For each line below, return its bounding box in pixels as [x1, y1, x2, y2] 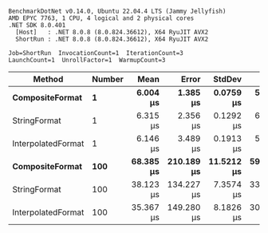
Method [33, 73, 64, 85]
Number [91, 73, 124, 85]
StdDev [213, 73, 242, 85]
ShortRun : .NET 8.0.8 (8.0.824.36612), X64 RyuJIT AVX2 [15, 35, 209, 43]
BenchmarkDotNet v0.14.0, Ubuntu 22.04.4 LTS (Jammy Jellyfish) [8, 7, 227, 15]
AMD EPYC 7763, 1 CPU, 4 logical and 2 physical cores [8, 14, 195, 22]
